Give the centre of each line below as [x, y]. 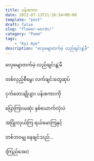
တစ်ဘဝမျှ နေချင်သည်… [30, 137]
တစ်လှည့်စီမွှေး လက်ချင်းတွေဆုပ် [38, 79]
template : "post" [24, 20]
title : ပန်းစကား [21, 10]
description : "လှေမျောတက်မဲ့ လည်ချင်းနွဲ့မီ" [48, 48]
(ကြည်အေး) [17, 151]
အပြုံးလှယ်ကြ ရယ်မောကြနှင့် [34, 122]
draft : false [19, 24]
